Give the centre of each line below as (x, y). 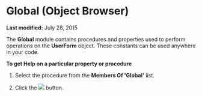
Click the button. (39, 88)
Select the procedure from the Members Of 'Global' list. (84, 75)
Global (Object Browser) (68, 11)
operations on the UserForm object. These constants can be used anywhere (101, 46)
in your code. (23, 52)
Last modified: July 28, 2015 (42, 28)
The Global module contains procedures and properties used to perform (96, 39)
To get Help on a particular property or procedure (69, 64)
